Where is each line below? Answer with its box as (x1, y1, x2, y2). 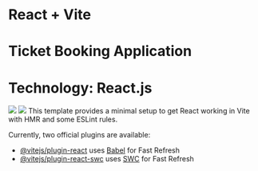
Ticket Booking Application (8, 42, 193, 61)
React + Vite (8, 6, 92, 24)
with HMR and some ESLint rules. (8, 114, 118, 125)
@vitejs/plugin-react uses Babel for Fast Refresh (19, 145, 181, 155)
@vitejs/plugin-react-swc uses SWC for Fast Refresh (19, 154, 194, 164)
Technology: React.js (8, 78, 153, 97)
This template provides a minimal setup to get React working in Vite (27, 106, 250, 116)
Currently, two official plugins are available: (8, 130, 151, 140)
